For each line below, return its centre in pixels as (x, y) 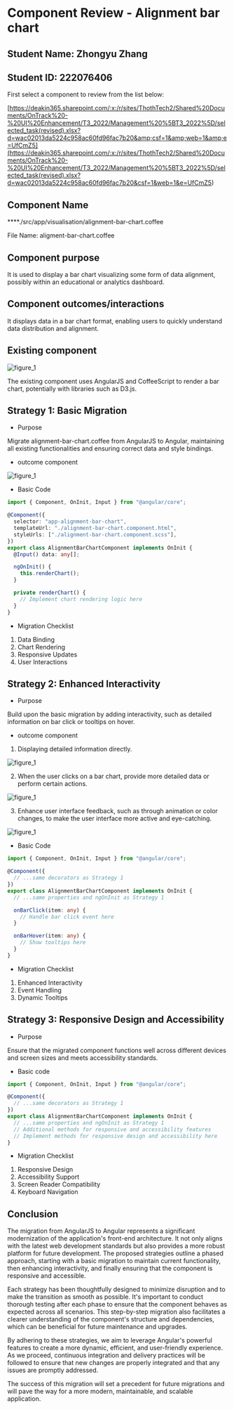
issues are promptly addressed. (53, 1370)
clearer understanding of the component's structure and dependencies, (111, 1319)
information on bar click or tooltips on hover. (71, 722)
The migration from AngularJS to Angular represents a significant (101, 1231)
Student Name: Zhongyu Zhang (78, 54)
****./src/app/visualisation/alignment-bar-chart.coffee (85, 222)
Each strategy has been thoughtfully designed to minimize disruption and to (116, 1289)
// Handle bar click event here (67, 917)
